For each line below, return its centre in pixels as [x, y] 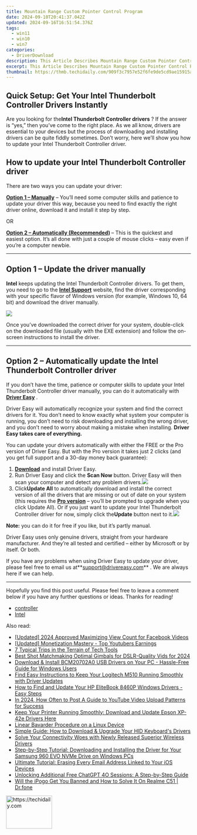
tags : [13, 28]
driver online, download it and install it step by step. [68, 210]
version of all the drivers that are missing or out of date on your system [100, 495]
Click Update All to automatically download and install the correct [93, 488]
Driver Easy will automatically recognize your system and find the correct [94, 408]
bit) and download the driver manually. [52, 302]
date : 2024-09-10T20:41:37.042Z [45, 17]
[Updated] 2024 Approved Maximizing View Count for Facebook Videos [101, 637]
